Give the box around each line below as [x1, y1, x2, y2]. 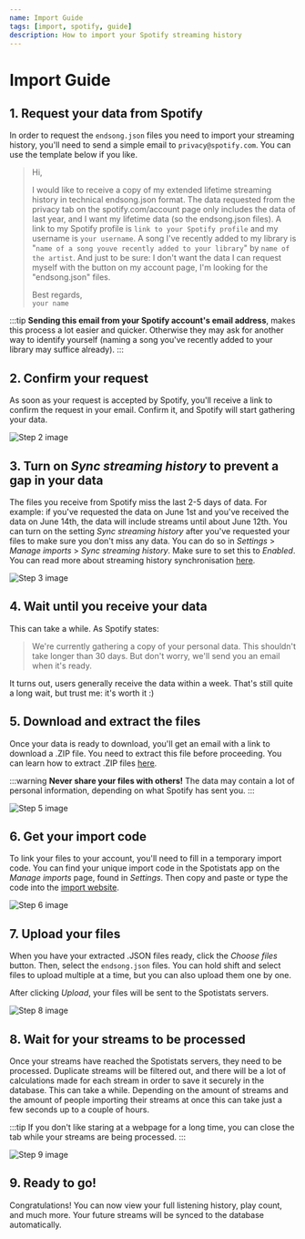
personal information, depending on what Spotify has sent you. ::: [9, 785, 255, 796]
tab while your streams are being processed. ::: [9, 1131, 187, 1142]
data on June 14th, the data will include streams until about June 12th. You [9, 516, 289, 527]
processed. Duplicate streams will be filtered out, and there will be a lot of [9, 1066, 287, 1077]
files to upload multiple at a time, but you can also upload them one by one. [9, 970, 291, 981]
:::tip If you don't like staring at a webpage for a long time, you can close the [9, 1122, 295, 1133]
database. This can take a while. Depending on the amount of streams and [9, 1085, 289, 1096]
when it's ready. [31, 660, 93, 671]
